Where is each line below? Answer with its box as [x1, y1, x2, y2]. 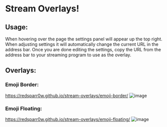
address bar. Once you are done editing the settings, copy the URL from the [5, 47, 161, 52]
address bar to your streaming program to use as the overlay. [5, 52, 131, 58]
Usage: [5, 23, 28, 31]
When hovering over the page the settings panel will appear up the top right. [5, 36, 162, 42]
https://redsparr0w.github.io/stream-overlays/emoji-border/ [5, 93, 128, 99]
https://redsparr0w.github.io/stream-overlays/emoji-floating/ [5, 116, 130, 122]
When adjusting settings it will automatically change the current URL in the [5, 41, 158, 47]
